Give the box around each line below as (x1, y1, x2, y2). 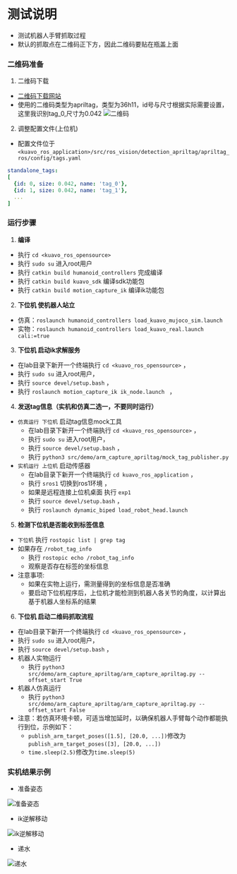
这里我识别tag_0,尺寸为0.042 (17, 109, 102, 118)
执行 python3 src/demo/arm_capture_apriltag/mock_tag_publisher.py (28, 453, 229, 461)
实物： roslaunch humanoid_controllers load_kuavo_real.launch (17, 324, 205, 333)
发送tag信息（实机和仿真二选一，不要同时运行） (17, 402, 157, 410)
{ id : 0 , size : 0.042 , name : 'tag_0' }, (13, 180, 128, 187)
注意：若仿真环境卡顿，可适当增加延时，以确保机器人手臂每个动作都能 (17, 714, 222, 722)
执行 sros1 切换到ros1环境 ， (28, 479, 111, 487)
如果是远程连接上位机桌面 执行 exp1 (28, 488, 132, 496)
